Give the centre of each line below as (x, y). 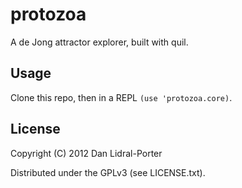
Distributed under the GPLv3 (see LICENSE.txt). (108, 172)
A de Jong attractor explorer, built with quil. (99, 42)
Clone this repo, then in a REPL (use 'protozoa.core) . (121, 97)
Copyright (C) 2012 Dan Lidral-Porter (86, 153)
